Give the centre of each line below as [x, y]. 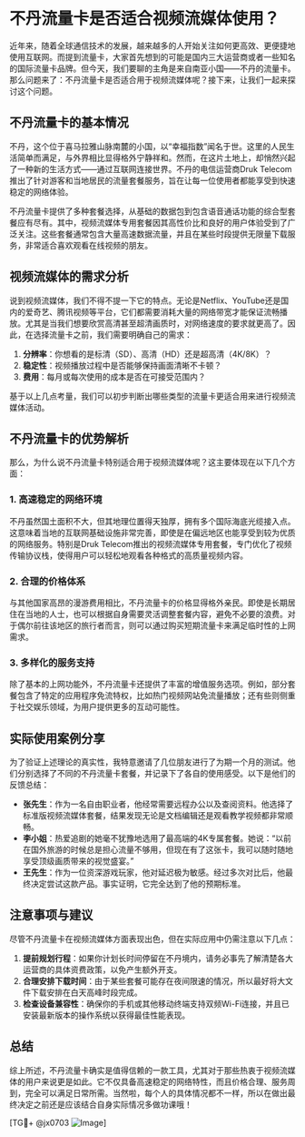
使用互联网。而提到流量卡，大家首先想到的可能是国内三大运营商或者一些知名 [152, 56]
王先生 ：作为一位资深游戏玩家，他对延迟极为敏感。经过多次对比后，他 [154, 873]
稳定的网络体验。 [41, 191]
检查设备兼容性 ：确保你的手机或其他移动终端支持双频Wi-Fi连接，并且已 [156, 1003]
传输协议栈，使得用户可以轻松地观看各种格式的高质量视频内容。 [128, 555]
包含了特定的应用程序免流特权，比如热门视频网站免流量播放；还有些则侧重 [156, 695]
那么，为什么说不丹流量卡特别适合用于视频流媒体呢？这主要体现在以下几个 [148, 462]
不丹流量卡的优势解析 [69, 438]
